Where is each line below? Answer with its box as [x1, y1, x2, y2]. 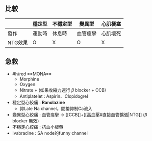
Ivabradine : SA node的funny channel [12, 130, 88, 136]
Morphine [19, 76, 39, 82]
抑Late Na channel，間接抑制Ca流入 [19, 105, 93, 112]
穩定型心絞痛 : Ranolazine [12, 99, 65, 105]
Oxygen [19, 81, 36, 87]
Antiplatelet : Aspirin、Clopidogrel [19, 93, 88, 99]
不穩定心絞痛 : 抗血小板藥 [12, 124, 64, 130]
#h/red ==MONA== [12, 71, 52, 77]
